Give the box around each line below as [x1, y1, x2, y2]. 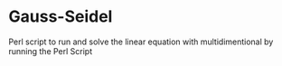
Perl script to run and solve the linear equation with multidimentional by [8, 36, 274, 47]
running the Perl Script [8, 45, 93, 56]
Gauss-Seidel [8, 6, 113, 27]
